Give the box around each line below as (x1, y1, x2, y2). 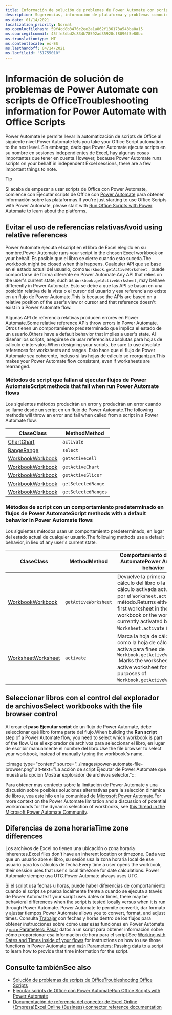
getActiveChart (62, 464, 100, 470)
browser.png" (5, 766, 34, 772)
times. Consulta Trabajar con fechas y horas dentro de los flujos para (5, 915, 152, 921)
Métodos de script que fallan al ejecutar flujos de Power (5, 376, 147, 383)
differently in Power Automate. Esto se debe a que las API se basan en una (5, 283, 163, 289)
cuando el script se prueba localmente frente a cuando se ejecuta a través (5, 888, 162, 894)
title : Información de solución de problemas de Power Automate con (5, 7, 155, 13)
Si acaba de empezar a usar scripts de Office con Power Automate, (5, 186, 147, 192)
